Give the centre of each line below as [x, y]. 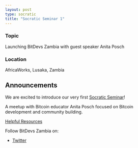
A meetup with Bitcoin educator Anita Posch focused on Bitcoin [69, 106]
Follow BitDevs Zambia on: [32, 131]
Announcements [31, 86]
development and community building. [44, 112]
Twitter [19, 140]
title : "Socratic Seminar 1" [35, 19]
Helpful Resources [24, 121]
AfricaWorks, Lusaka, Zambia [35, 70]
